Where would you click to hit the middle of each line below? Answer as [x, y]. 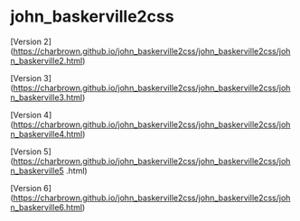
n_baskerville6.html [47, 207]
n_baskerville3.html [47, 97]
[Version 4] [31, 115]
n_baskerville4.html [47, 134]
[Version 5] [31, 152]
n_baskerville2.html [47, 60]
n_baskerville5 [37, 170]
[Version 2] [31, 41]
